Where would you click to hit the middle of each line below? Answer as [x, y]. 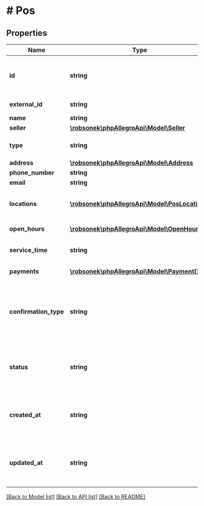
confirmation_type [37, 312]
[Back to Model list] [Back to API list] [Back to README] [76, 497]
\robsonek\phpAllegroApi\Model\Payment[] [134, 271]
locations [23, 204]
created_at [25, 415]
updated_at [26, 463]
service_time [29, 250]
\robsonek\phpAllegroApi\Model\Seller [127, 128]
